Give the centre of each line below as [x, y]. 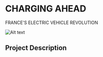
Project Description [36, 48]
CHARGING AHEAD [46, 9]
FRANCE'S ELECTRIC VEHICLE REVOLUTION [52, 22]
